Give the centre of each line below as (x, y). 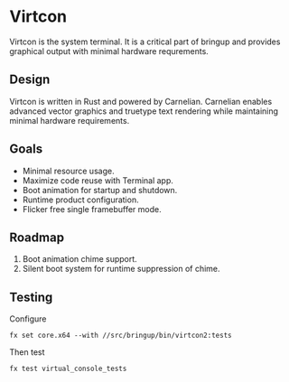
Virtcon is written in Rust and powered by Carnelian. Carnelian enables (141, 101)
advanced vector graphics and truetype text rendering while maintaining (144, 111)
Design (30, 80)
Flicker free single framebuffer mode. (92, 209)
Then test (27, 352)
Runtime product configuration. (80, 200)
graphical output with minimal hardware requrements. (109, 51)
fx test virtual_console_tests (68, 369)
